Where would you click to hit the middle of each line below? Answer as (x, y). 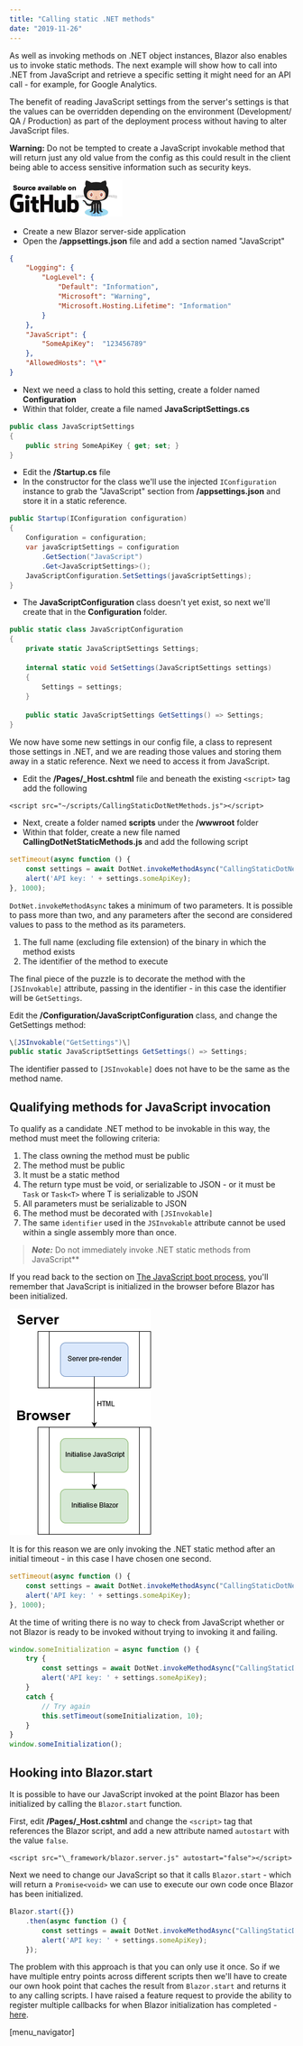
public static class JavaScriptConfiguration (96, 630)
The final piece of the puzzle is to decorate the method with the (128, 978)
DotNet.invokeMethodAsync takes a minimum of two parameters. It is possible (151, 905)
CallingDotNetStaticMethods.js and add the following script (135, 842)
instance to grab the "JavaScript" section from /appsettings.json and (151, 491)
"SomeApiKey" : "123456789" (94, 344)
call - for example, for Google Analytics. (83, 84)
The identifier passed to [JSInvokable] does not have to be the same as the (150, 1069)
